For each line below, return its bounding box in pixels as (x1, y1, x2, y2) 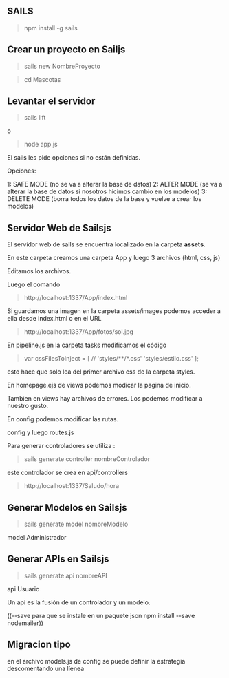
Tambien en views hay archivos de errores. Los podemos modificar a (7, 394, 203, 403)
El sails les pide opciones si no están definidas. (7, 153, 141, 162)
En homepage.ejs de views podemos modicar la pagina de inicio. (7, 381, 191, 390)
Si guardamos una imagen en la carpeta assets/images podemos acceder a (7, 307, 221, 315)
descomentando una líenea (7, 664, 85, 672)
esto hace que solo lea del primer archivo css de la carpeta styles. (7, 368, 195, 376)
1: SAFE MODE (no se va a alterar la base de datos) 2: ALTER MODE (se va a (7, 180, 223, 189)
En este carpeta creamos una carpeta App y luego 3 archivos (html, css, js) (7, 254, 221, 262)
